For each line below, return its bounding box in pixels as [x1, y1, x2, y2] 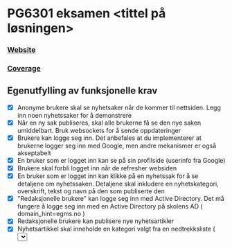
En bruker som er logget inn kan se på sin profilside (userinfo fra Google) [17, 157, 226, 165]
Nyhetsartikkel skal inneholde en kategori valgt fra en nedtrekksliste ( [17, 224, 216, 233]
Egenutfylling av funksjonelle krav [7, 85, 158, 97]
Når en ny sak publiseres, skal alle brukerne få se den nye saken [17, 118, 202, 127]
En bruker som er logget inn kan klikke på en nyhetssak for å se [17, 172, 199, 180]
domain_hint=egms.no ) [17, 210, 85, 218]
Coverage [7, 64, 42, 73]
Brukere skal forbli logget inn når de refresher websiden [17, 164, 177, 172]
